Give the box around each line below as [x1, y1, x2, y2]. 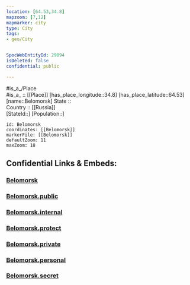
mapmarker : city [6, 20, 46, 26]
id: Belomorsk [6, 121, 41, 128]
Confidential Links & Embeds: [6, 159, 117, 169]
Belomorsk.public [6, 192, 59, 200]
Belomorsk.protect [6, 224, 62, 232]
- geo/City [6, 36, 33, 42]
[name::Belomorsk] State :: [6, 97, 71, 104]
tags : [6, 31, 20, 37]
